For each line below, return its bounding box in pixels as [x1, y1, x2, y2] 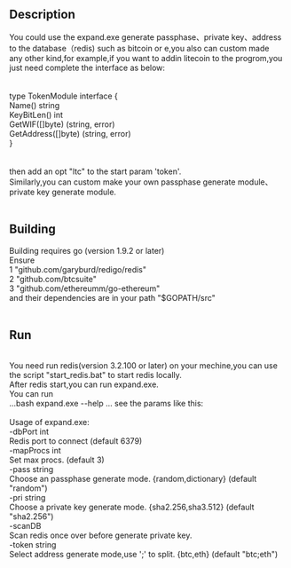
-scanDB [9, 521, 42, 532]
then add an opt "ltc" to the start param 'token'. [9, 166, 182, 177]
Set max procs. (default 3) [9, 454, 105, 465]
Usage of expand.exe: [9, 417, 90, 428]
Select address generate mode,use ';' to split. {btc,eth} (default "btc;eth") [9, 549, 279, 560]
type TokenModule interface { [9, 91, 118, 101]
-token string [9, 540, 57, 550]
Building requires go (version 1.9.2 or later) [9, 245, 165, 256]
